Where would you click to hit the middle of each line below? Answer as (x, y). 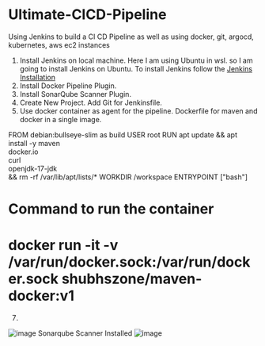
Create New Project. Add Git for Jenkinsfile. (91, 102)
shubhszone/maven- (132, 279)
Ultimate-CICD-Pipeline (87, 15)
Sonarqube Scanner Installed (85, 333)
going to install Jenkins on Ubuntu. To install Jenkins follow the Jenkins (136, 68)
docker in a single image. (61, 119)
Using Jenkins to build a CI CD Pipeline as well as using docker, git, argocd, (131, 37)
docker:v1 (42, 296)
